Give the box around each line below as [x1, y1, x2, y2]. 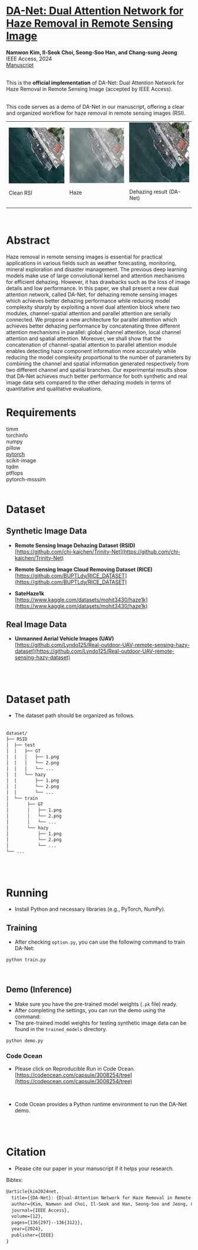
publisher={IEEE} [11, 1232, 54, 1238]
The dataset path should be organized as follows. [14, 712, 135, 719]
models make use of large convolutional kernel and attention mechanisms [6, 272, 185, 279]
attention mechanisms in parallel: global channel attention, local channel [6, 328, 181, 335]
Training [6, 922, 38, 932]
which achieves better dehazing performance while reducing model [6, 297, 170, 304]
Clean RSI [8, 189, 32, 196]
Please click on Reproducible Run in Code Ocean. [14, 1065, 136, 1072]
